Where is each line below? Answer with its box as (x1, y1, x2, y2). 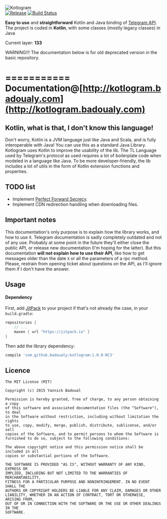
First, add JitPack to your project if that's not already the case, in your (5, 305, 148, 311)
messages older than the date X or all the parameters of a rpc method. (5, 255, 149, 261)
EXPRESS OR (5, 466, 28, 472)
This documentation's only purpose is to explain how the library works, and (5, 229, 160, 235)
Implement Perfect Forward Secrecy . (12, 196, 88, 202)
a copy (5, 401, 19, 406)
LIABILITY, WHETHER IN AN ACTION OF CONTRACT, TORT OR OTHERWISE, (5, 493, 146, 498)
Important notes (5, 216, 56, 224)
